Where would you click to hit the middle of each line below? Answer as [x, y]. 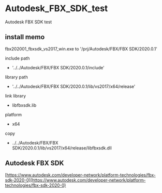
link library [15, 96]
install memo [25, 37]
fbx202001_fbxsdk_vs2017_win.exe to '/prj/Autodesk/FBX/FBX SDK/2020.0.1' [81, 48]
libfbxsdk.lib [24, 105]
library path [16, 77]
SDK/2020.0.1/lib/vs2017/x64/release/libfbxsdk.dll [62, 148]
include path [17, 58]
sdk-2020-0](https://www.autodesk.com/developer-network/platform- [75, 180]
